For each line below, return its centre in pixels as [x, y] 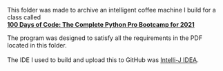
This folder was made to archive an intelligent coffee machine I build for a [111, 10]
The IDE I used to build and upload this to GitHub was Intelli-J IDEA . [103, 60]
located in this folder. [37, 45]
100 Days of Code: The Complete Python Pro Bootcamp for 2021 [101, 24]
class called [24, 17]
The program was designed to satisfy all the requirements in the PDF [105, 38]
